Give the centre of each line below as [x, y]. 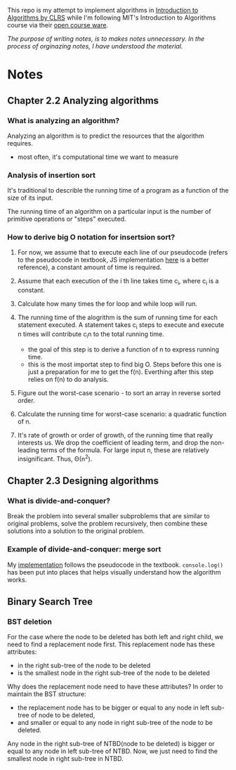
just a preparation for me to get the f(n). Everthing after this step [121, 371]
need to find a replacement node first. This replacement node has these [111, 644]
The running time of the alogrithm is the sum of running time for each [117, 317]
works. [17, 579]
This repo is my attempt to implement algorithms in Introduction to [103, 10]
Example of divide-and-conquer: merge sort [84, 549]
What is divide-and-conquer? [59, 501]
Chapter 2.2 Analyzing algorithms [83, 100]
